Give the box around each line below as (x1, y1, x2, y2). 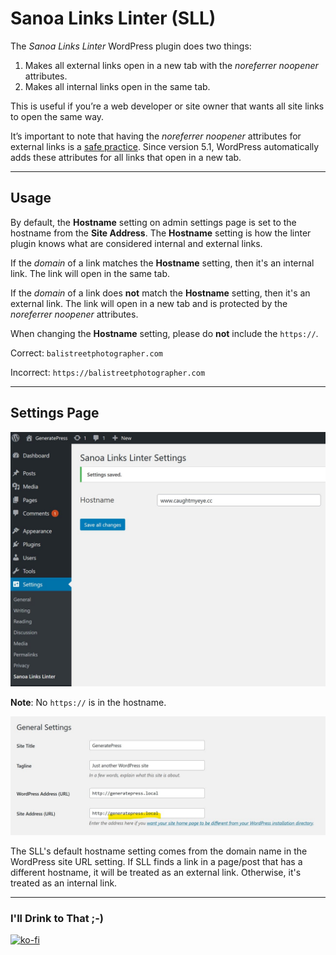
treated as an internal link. (10, 877, 118, 889)
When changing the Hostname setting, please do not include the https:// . (10, 327, 319, 339)
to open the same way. (10, 110, 105, 122)
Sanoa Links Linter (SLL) (10, 7, 217, 30)
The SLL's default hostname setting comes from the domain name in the (10, 845, 308, 857)
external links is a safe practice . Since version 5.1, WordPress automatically (10, 140, 320, 152)
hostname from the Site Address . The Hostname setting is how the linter (10, 227, 312, 239)
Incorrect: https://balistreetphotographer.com (10, 366, 206, 378)
